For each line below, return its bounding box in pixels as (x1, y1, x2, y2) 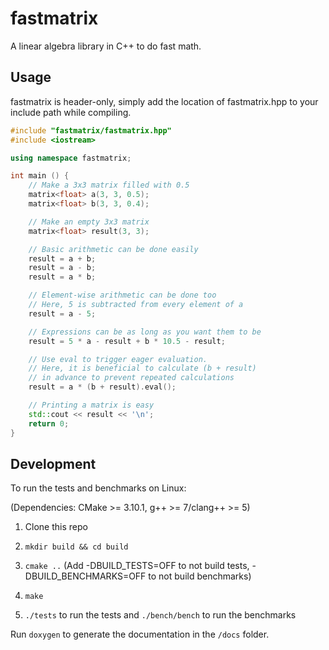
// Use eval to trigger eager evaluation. (28, 354, 208, 364)
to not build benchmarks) (148, 570, 252, 582)
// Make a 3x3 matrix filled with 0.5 (28, 180, 190, 191)
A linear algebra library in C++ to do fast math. (10, 40, 202, 52)
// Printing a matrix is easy (28, 400, 155, 410)
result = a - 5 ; (28, 308, 97, 319)
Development (10, 455, 97, 472)
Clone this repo (24, 521, 88, 533)
